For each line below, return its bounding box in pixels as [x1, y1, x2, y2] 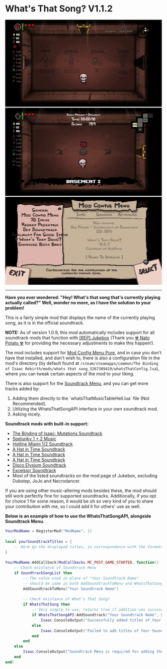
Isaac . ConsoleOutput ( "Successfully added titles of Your [40, 617, 162, 623]
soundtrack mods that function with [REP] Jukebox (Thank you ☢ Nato [5, 335, 150, 341]
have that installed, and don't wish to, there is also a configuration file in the [5, 355, 160, 361]
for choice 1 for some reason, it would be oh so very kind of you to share [5, 498, 154, 504]
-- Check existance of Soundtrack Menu [14, 565, 97, 571]
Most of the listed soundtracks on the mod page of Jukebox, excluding [12, 473, 158, 479]
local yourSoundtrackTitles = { [5, 539, 72, 544]
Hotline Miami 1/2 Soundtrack [12, 441, 73, 447]
